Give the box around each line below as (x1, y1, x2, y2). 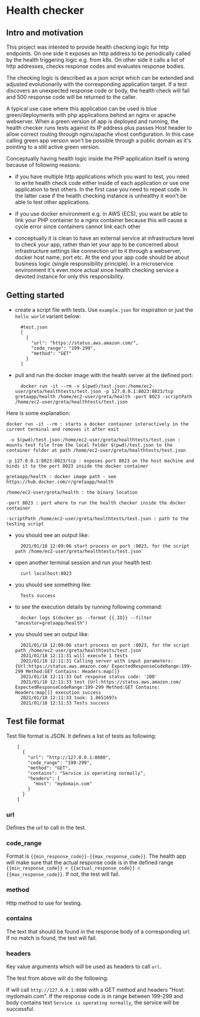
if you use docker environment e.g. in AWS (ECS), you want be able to (14, 210, 187, 217)
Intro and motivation (6, 28, 84, 38)
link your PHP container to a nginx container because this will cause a (14, 217, 187, 223)
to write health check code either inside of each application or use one (14, 180, 190, 186)
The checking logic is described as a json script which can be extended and (6, 74, 194, 81)
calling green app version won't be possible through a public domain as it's (6, 137, 192, 144)
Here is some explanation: (6, 409, 71, 416)
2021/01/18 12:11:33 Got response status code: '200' (20, 673, 157, 679)
